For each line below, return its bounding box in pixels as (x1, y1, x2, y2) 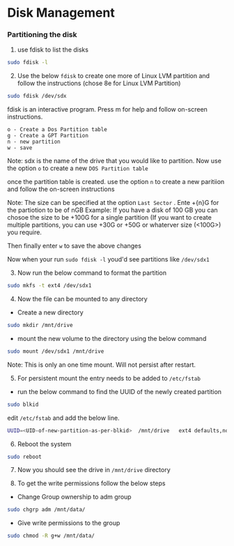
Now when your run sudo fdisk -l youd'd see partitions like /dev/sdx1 (7, 255, 210, 264)
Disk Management (7, 5, 115, 21)
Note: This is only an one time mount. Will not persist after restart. (7, 361, 196, 369)
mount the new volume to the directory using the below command (17, 334, 207, 342)
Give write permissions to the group (17, 519, 120, 527)
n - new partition (7, 138, 61, 146)
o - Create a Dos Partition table (7, 126, 108, 133)
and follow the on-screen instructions (7, 185, 115, 193)
